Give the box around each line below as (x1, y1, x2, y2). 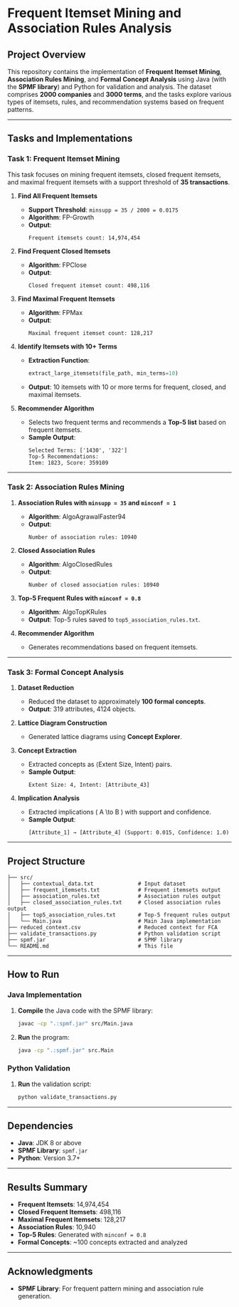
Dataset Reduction (17, 683, 75, 692)
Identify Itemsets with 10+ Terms (17, 342, 117, 351)
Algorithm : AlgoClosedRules (28, 559, 112, 568)
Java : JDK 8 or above (17, 1139, 82, 1147)
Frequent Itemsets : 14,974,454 (17, 1200, 110, 1209)
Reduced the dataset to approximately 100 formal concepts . (28, 697, 206, 706)
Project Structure (7, 855, 85, 867)
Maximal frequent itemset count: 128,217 (28, 329, 153, 336)
